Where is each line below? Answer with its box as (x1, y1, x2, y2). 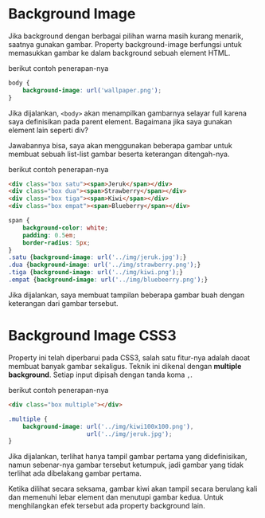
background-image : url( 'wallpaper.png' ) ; (22, 86, 162, 94)
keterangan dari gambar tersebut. (8, 298, 119, 308)
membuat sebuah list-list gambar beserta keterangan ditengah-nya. (8, 149, 230, 159)
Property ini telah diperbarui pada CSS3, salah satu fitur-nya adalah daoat (8, 352, 251, 363)
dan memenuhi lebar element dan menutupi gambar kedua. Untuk (8, 492, 224, 502)
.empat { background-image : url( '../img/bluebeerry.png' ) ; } (8, 276, 208, 284)
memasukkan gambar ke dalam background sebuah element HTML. (8, 48, 231, 57)
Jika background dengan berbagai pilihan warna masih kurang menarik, (8, 31, 244, 41)
